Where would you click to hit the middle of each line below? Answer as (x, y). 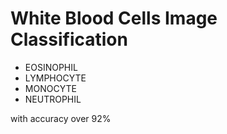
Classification (69, 39)
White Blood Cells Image (114, 18)
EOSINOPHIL (51, 67)
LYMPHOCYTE (55, 78)
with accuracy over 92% (61, 118)
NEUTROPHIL (53, 99)
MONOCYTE (50, 88)
